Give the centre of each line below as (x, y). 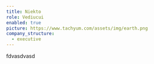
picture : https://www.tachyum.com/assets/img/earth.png (77, 28)
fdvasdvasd (21, 56)
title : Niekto (24, 12)
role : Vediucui (25, 17)
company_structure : (30, 34)
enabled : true (24, 23)
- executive (27, 39)
